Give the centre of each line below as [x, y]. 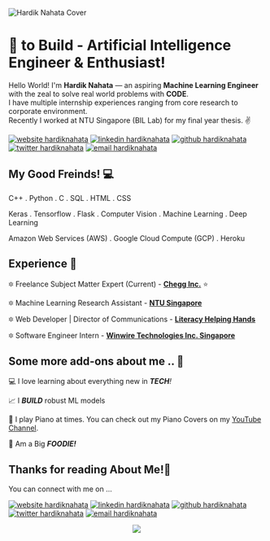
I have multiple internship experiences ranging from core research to [123, 103]
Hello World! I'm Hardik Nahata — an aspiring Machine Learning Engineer [133, 85]
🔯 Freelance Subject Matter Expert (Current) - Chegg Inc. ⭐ [109, 284]
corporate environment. [48, 111]
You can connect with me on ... [60, 489]
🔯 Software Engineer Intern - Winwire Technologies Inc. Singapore [122, 335]
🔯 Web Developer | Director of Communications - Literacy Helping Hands [132, 319]
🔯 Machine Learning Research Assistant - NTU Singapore [105, 303]
